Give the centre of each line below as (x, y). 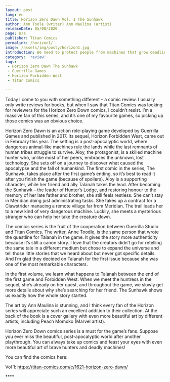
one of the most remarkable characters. (47, 264)
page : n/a (16, 33)
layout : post (19, 10)
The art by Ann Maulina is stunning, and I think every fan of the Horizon (80, 305)
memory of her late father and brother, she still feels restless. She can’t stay (84, 195)
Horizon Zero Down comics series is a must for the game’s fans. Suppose (82, 331)
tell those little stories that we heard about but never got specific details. (80, 253)
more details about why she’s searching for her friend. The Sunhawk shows (84, 290)
